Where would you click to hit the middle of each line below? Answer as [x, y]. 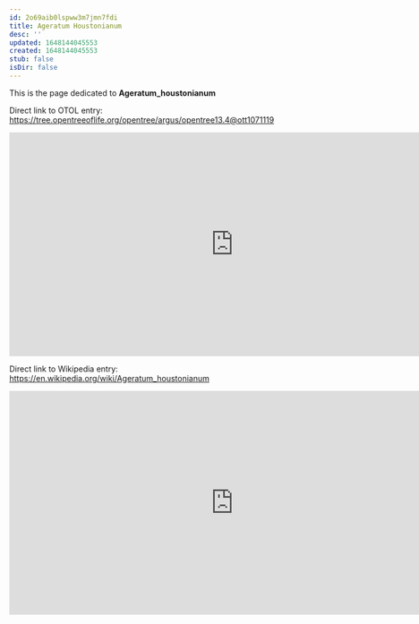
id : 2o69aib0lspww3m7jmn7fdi [64, 17]
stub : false [31, 59]
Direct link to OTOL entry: [56, 110]
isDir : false [34, 68]
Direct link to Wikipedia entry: [64, 369]
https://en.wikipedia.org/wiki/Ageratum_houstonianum [110, 378]
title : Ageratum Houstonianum [66, 26]
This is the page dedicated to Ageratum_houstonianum [113, 93]
